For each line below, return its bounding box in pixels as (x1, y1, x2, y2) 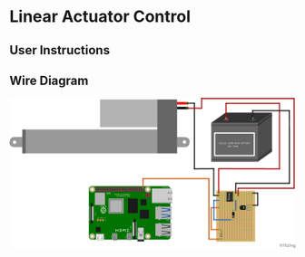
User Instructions (9, 43, 111, 58)
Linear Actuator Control (9, 6, 192, 27)
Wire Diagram (9, 72, 89, 88)
